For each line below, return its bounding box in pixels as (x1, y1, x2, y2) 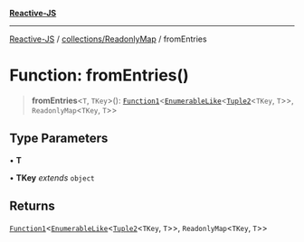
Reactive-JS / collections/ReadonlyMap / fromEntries (9, 33, 207, 44)
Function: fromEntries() (9, 65, 190, 86)
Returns (9, 199, 56, 214)
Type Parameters (9, 131, 109, 146)
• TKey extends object (9, 172, 95, 183)
